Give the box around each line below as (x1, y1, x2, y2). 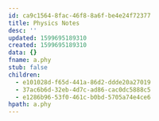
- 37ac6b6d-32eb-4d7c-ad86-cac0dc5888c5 (15, 85, 151, 94)
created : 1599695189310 (8, 41, 87, 49)
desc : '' (8, 26, 37, 34)
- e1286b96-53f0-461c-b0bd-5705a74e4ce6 (15, 93, 151, 101)
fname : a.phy (8, 57, 52, 64)
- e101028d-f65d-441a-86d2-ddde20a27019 (15, 78, 151, 86)
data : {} (8, 49, 37, 57)
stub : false (8, 64, 48, 72)
